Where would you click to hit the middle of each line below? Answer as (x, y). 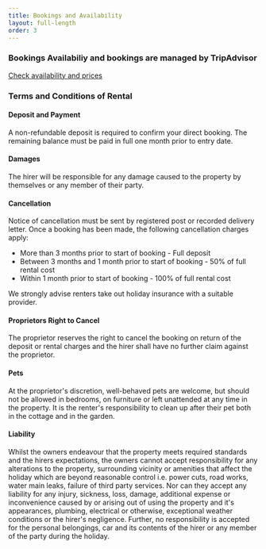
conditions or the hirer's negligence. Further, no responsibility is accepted (129, 519)
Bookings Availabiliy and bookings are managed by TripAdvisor (133, 58)
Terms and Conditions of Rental (70, 96)
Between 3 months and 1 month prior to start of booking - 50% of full (133, 262)
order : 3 (23, 30)
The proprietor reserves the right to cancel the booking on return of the (125, 338)
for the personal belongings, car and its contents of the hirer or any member (133, 528)
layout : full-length (42, 23)
